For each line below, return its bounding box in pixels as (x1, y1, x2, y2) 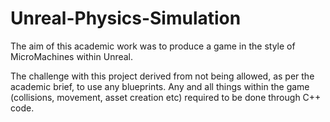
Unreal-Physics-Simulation (10, 7, 242, 30)
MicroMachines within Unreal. (10, 50, 134, 62)
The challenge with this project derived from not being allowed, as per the (10, 70, 315, 82)
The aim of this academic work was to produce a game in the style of (10, 40, 296, 52)
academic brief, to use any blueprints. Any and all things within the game (10, 80, 310, 92)
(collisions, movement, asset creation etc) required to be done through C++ (10, 91, 322, 103)
